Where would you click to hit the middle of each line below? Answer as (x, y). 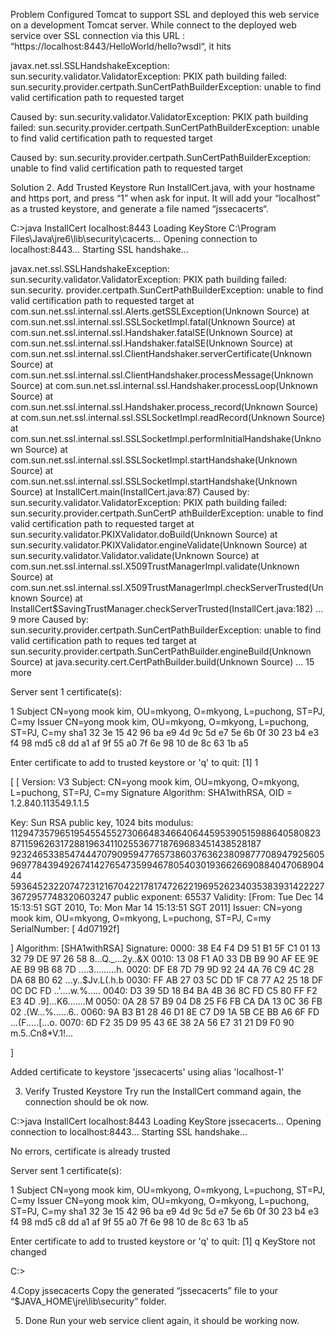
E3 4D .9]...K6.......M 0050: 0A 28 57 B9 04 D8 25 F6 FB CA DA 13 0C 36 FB (166, 1001)
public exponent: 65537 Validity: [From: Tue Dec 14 (219, 897)
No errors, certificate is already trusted (90, 1151)
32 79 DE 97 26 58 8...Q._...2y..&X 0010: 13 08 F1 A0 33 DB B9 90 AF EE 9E (164, 958)
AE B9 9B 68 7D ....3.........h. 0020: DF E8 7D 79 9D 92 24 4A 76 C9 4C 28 (162, 969)
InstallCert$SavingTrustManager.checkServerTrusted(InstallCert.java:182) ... (167, 608)
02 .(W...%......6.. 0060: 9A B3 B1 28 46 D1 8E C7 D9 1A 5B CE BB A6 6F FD (165, 1012)
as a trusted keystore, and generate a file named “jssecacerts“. (139, 208)
